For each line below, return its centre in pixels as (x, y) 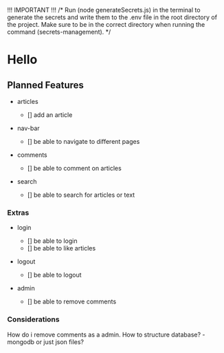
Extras (18, 213)
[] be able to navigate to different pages (83, 141)
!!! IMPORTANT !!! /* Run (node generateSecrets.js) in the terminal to (104, 10)
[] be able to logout (54, 275)
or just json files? (60, 342)
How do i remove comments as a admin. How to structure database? (104, 334)
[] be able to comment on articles (74, 168)
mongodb (21, 342)
